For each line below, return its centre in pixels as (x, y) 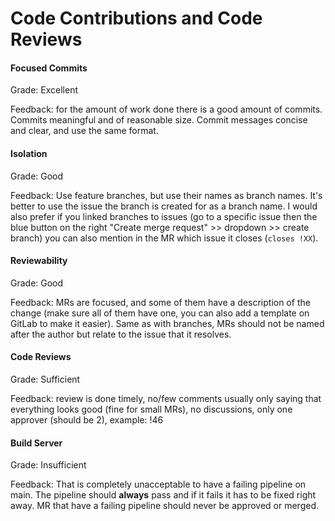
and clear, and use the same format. (84, 131)
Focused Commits (49, 68)
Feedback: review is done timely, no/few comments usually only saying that (166, 398)
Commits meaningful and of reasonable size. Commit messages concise (159, 120)
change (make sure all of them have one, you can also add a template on (160, 313)
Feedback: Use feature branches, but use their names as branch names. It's (166, 195)
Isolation (29, 153)
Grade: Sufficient (45, 379)
